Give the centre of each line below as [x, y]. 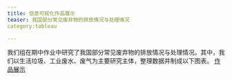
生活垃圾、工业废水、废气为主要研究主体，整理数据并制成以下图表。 [116, 61]
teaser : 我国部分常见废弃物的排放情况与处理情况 [68, 20]
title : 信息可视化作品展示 [41, 13]
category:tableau [32, 26]
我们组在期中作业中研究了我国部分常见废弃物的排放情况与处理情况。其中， [113, 53]
